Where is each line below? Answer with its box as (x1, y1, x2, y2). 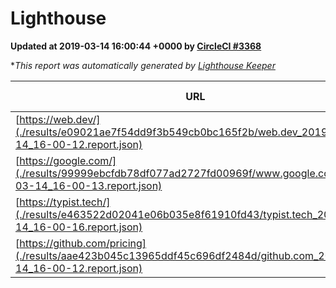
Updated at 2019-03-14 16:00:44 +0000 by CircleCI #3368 (10, 40, 262, 52)
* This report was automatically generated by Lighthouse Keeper (10, 59, 276, 71)
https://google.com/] (19, 153, 117, 167)
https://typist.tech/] (19, 195, 111, 209)
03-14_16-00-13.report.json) (15, 178, 163, 192)
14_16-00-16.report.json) (15, 220, 143, 234)
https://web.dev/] (19, 112, 101, 126)
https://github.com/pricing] (19, 236, 147, 250)
